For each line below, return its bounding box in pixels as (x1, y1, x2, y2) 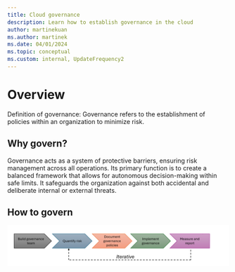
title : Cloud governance (7, 11, 80, 18)
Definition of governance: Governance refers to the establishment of (7, 109, 205, 118)
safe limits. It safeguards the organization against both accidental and (7, 179, 209, 187)
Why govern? (7, 137, 68, 150)
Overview (7, 87, 65, 103)
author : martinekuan (7, 26, 68, 33)
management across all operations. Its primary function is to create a (7, 163, 207, 172)
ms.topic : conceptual (7, 48, 71, 55)
